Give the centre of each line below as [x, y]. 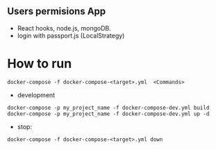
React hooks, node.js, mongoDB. [64, 28]
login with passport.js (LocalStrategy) [71, 35]
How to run [40, 64]
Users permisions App [57, 11]
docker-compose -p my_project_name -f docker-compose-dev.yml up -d [108, 114]
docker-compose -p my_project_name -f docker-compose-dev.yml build [108, 108]
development [36, 95]
